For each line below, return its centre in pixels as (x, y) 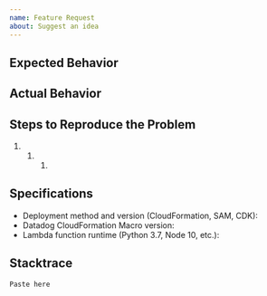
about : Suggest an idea (54, 26)
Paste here (30, 284)
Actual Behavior (56, 94)
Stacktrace (41, 263)
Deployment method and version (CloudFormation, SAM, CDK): (140, 215)
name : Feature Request (52, 18)
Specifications (51, 194)
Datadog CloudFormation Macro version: (98, 225)
